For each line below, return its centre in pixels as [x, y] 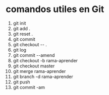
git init [19, 23]
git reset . [23, 34]
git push [21, 82]
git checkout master [34, 66]
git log [20, 50]
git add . [22, 28]
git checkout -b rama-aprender [45, 60]
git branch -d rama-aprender [43, 76]
